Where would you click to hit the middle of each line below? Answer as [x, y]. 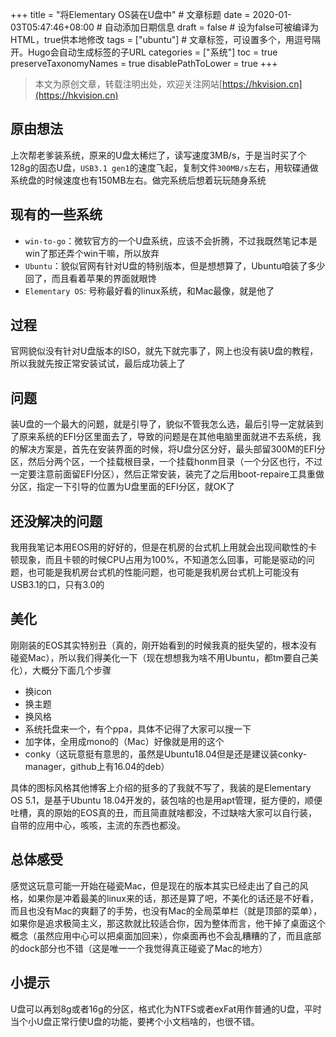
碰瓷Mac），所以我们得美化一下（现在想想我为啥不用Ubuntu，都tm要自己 [160, 657]
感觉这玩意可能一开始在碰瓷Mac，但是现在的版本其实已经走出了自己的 [155, 885]
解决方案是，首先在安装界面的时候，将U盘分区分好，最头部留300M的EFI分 [172, 449]
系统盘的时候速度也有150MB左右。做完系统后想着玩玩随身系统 [138, 180]
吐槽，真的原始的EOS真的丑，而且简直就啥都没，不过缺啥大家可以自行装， [164, 812]
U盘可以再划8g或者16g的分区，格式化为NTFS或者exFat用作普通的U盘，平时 [166, 1009]
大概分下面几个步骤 [71, 670]
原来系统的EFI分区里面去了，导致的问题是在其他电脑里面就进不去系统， [165, 437]
